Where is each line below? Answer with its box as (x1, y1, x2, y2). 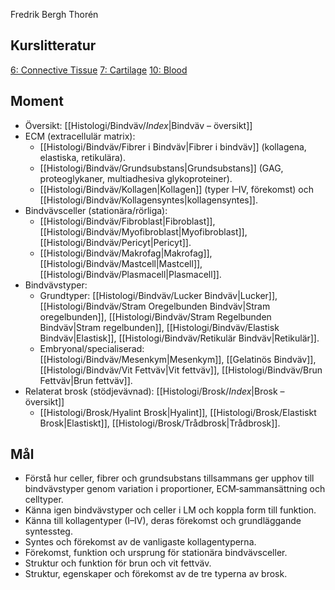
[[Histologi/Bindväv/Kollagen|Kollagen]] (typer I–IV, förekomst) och (39, 183, 314, 195)
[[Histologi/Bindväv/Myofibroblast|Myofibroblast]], (39, 225, 248, 238)
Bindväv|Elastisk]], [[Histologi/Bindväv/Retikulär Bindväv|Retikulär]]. (39, 332, 320, 344)
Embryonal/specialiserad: (39, 342, 145, 354)
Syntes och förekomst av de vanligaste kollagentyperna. (24, 536, 257, 548)
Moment (10, 93, 64, 110)
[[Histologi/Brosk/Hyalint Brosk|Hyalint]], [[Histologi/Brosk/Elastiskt (39, 406, 317, 418)
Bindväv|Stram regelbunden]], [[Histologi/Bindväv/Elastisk (39, 321, 280, 333)
